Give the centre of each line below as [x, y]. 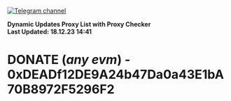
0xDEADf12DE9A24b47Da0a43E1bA [115, 75]
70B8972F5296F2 [61, 90]
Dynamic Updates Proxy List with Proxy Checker [79, 24]
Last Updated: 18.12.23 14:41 [50, 32]
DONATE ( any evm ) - [69, 60]
